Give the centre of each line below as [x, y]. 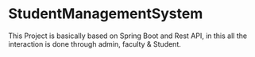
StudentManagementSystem [106, 14]
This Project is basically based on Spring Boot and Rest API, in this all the [128, 36]
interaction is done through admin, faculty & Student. [95, 44]
